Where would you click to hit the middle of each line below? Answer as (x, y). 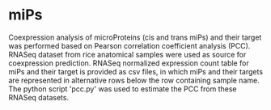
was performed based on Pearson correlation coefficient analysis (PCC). (129, 45)
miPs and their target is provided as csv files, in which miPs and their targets (136, 71)
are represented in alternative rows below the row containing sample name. (134, 80)
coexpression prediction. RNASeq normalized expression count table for (129, 63)
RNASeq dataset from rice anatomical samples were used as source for (127, 54)
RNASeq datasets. (39, 97)
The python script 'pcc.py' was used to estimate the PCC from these (123, 89)
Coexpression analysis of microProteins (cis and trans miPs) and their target (135, 37)
